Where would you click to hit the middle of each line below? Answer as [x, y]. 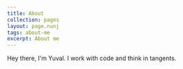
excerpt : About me [33, 39]
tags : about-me [29, 32]
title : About [26, 13]
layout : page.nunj [33, 26]
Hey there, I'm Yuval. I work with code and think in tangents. [91, 58]
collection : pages [33, 20]
